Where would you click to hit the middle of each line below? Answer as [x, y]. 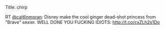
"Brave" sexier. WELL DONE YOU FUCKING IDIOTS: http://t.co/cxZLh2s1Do [82, 22]
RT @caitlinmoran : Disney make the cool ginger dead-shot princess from [81, 17]
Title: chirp [16, 7]
